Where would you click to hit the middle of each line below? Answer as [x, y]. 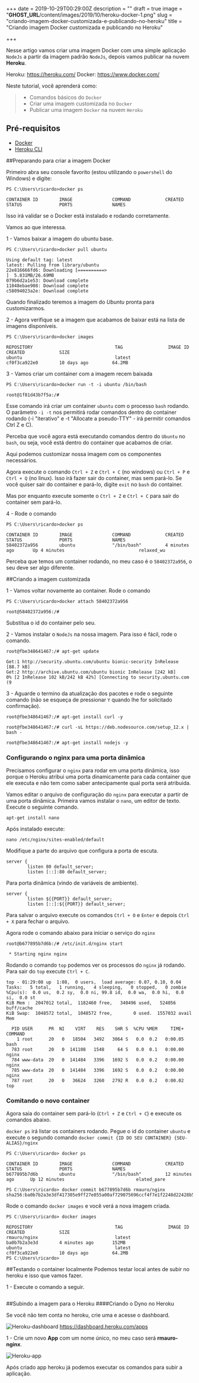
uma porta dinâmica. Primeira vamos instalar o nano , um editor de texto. [93, 801]
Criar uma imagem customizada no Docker [81, 104]
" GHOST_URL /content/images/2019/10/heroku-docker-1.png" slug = [89, 15]
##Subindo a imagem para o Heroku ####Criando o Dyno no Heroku [90, 1304]
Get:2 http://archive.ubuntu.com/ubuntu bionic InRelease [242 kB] [91, 672]
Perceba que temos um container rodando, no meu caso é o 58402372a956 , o [99, 561]
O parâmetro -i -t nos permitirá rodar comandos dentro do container [91, 412]
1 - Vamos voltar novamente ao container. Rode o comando [78, 590]
